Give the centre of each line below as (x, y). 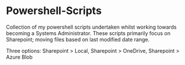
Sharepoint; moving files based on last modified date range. (78, 39)
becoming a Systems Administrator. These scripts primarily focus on (88, 33)
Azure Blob (20, 57)
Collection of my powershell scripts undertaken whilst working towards (91, 27)
